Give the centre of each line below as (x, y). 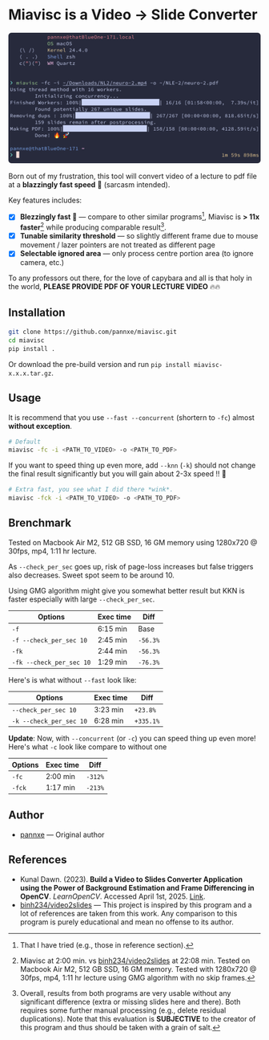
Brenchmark (40, 523)
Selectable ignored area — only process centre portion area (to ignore (137, 254)
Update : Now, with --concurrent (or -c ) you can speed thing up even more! (132, 738)
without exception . (40, 426)
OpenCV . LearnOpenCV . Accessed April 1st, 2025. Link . (112, 896)
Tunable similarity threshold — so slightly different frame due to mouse (139, 236)
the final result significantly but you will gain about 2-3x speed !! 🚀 (117, 474)
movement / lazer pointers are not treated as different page (118, 245)
